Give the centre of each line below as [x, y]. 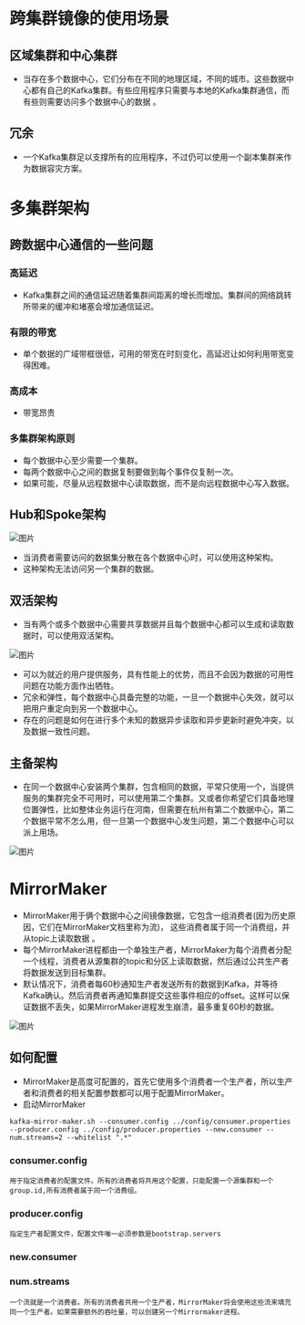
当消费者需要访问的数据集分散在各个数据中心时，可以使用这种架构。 [150, 558]
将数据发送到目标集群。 [66, 972]
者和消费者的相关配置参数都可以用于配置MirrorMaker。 [126, 1092]
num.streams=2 [36, 1137]
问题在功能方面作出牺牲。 [71, 686]
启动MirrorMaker [54, 1104]
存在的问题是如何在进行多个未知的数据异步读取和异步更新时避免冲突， [154, 720]
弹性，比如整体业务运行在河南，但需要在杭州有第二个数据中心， [158, 809]
